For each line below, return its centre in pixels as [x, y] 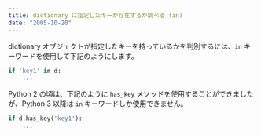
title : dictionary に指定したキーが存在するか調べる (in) [96, 15]
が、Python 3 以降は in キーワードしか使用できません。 [98, 104]
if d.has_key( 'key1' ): [45, 119]
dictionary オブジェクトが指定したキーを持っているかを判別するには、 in [125, 46]
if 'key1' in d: [35, 71]
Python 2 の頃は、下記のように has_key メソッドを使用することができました [131, 94]
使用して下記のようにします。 [90, 56]
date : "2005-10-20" [40, 23]
